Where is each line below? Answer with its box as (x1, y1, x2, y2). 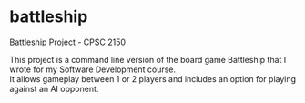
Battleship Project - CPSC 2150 (9, 36, 126, 47)
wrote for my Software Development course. (9, 64, 176, 75)
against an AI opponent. (9, 83, 99, 94)
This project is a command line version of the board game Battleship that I (9, 54, 287, 65)
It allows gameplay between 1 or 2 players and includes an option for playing (9, 73, 297, 84)
